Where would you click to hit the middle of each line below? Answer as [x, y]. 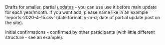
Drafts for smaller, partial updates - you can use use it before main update [81, 7]
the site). [14, 22]
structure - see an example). [34, 37]
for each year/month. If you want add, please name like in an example [77, 12]
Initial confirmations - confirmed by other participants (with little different [80, 32]
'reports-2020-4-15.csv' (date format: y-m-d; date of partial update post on [83, 17]
